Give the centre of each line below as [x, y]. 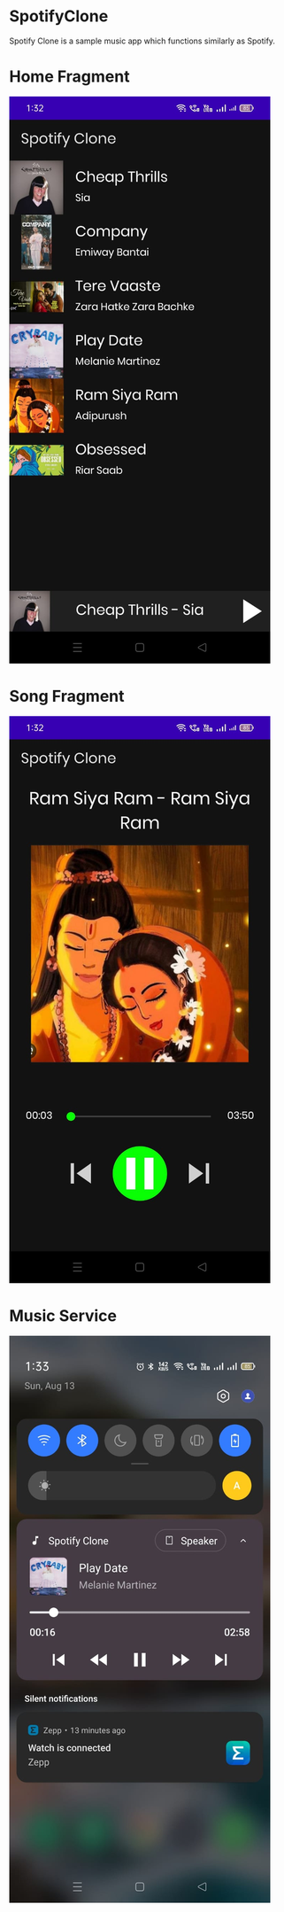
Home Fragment [69, 77]
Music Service [63, 1316]
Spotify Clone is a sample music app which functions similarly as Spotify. [142, 41]
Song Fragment [67, 696]
